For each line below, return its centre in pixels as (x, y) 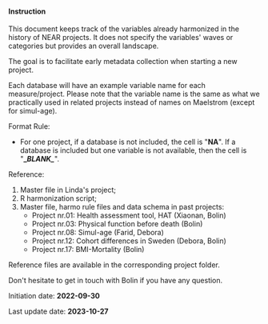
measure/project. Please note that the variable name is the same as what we (134, 94)
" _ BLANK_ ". (40, 159)
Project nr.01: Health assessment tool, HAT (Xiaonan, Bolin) (129, 215)
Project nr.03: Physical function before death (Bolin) (117, 224)
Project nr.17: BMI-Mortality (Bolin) (88, 250)
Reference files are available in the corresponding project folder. (114, 265)
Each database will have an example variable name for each (107, 86)
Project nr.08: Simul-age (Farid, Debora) (98, 233)
